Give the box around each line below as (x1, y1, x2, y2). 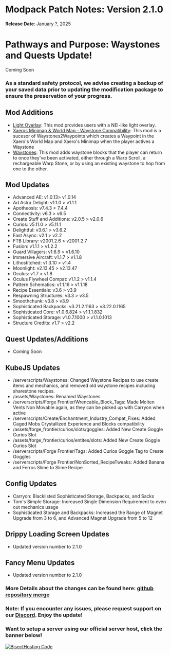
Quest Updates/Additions (5, 334, 89, 343)
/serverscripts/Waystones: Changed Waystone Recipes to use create (12, 377, 159, 383)
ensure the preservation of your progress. (5, 92, 112, 99)
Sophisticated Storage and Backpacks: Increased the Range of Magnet (12, 509, 163, 516)
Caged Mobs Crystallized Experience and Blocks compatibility (12, 421, 145, 427)
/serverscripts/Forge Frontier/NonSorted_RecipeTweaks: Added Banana (12, 459, 165, 465)
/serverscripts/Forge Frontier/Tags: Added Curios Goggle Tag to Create (12, 448, 164, 454)
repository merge (5, 591, 50, 598)
